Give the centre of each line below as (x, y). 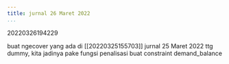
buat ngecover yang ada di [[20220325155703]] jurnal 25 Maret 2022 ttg (110, 46)
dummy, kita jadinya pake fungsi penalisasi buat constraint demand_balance (115, 53)
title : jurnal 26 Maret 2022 (49, 13)
